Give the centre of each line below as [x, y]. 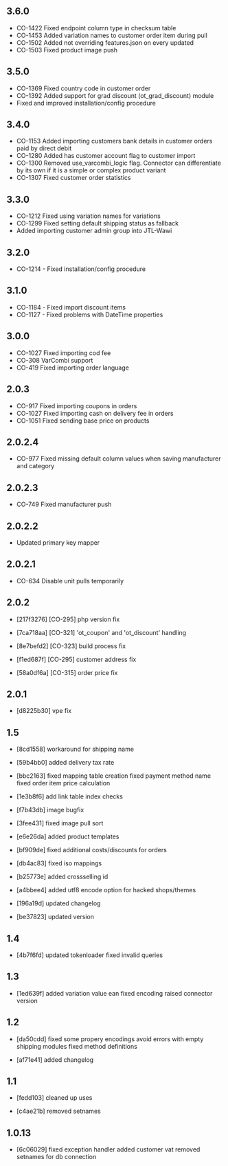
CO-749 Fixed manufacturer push [64, 504]
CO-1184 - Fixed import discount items [71, 307]
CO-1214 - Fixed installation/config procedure [81, 269]
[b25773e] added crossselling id [62, 877]
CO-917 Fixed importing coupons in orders [77, 405]
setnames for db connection [56, 1157]
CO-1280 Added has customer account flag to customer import [106, 156]
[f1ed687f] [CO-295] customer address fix [76, 659]
